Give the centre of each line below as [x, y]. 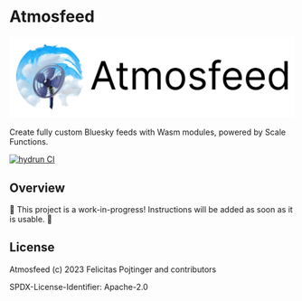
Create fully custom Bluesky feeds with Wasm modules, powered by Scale [148, 132]
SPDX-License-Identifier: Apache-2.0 [79, 287]
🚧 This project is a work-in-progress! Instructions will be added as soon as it [151, 209]
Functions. [29, 142]
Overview [38, 188]
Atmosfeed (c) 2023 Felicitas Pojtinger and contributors [113, 269]
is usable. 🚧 [31, 219]
